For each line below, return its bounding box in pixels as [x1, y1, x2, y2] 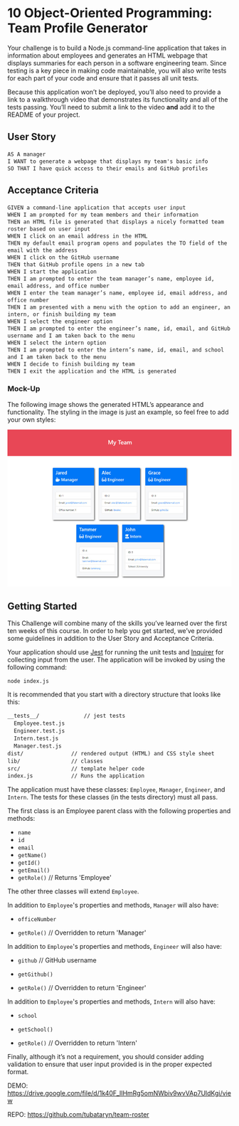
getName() [17, 852, 48, 859]
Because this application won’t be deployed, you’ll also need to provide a [7, 87, 221, 96]
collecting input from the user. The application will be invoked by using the [7, 656, 225, 664]
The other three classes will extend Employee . [7, 887, 139, 896]
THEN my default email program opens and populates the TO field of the [7, 240, 228, 247]
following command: [7, 663, 68, 671]
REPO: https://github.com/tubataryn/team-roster [7, 1110, 149, 1119]
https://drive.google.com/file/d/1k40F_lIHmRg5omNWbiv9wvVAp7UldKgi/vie [7, 1089, 231, 1098]
